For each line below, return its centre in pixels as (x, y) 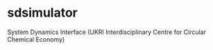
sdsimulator (42, 13)
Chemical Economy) (36, 39)
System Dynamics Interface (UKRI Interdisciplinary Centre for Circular (107, 32)
